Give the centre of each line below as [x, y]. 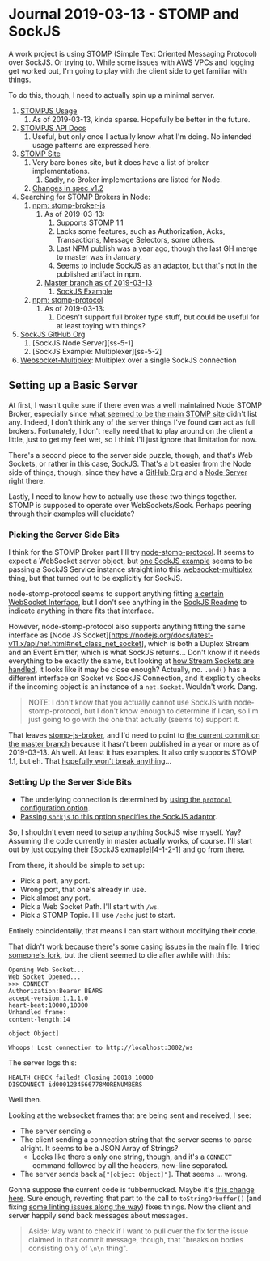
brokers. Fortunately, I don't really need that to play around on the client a [131, 430]
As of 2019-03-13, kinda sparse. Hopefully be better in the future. [141, 119]
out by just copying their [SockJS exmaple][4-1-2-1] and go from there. [127, 849]
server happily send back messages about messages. [98, 1216]
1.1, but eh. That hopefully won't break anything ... [90, 761]
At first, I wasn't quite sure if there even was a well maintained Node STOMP [135, 404]
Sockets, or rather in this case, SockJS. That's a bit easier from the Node [130, 463]
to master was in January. [99, 256]
